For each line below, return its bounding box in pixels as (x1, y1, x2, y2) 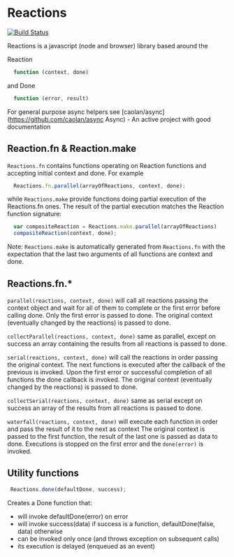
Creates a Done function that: (7, 498, 92, 507)
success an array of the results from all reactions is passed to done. (7, 404, 203, 412)
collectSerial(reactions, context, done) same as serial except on (7, 396, 203, 404)
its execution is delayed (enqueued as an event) (17, 542, 156, 550)
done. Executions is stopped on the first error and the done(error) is (7, 439, 204, 448)
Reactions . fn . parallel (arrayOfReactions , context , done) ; (13, 182, 187, 190)
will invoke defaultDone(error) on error (17, 512, 129, 521)
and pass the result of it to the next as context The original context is (7, 425, 205, 433)
